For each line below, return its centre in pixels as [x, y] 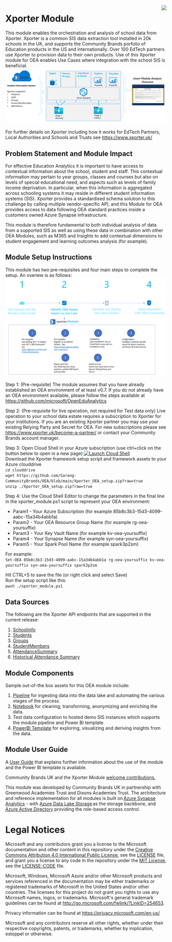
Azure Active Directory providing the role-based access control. [73, 809]
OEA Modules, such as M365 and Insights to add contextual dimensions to [84, 236]
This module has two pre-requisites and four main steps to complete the [81, 270]
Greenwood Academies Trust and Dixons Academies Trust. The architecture [86, 793]
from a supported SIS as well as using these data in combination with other [84, 230]
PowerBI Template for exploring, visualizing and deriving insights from [87, 728]
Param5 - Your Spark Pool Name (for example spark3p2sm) [76, 544]
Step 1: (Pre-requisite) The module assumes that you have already [75, 385]
